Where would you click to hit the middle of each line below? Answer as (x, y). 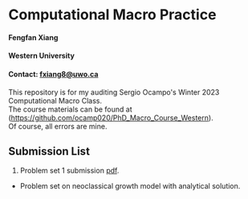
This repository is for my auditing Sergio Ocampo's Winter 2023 (114, 92)
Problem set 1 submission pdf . (69, 171)
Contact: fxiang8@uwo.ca (53, 74)
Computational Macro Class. (55, 100)
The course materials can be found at (70, 109)
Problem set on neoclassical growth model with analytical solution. (130, 186)
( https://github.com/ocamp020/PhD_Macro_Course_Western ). (111, 117)
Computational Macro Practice (112, 15)
